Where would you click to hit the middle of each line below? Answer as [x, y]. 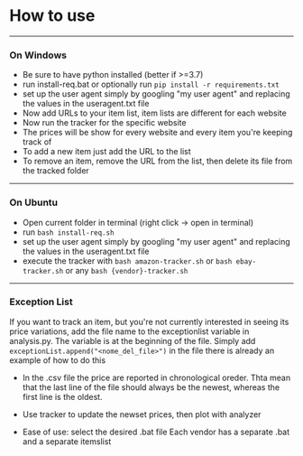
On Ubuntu [34, 202]
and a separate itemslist [67, 441]
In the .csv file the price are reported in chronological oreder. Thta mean [156, 377]
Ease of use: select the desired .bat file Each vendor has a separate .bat [156, 432]
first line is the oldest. [62, 396]
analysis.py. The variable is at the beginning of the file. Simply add [133, 340]
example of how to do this [58, 360]
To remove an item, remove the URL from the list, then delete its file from [157, 161]
